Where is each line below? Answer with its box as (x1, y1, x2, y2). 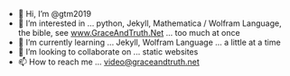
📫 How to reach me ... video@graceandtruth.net (17, 56, 201, 67)
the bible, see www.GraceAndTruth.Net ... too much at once (17, 28, 241, 38)
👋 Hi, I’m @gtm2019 (17, 9, 92, 19)
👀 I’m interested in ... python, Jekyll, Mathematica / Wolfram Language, (17, 18, 282, 29)
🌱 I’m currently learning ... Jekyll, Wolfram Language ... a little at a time (17, 37, 282, 47)
